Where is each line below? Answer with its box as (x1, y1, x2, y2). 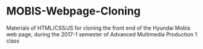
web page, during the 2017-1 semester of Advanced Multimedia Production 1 (6, 30, 198, 38)
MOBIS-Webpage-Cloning (6, 4, 141, 18)
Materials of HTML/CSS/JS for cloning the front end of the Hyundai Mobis (6, 24, 191, 31)
